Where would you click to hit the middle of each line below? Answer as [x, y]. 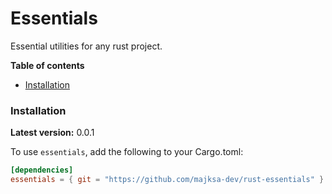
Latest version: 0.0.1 [52, 133]
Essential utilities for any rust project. [86, 46]
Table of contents [47, 65]
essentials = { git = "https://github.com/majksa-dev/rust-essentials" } [167, 180]
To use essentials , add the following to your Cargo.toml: [127, 152]
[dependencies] [42, 170]
